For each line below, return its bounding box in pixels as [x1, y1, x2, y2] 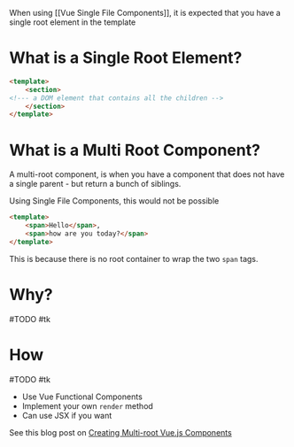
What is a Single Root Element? [9, 48, 243, 68]
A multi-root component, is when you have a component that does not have [9, 169, 285, 180]
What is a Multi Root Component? [9, 140, 261, 160]
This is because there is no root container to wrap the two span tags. [9, 253, 259, 264]
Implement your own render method [21, 400, 153, 411]
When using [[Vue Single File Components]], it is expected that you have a [9, 8, 281, 18]
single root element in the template [9, 17, 136, 27]
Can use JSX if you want [21, 410, 112, 420]
